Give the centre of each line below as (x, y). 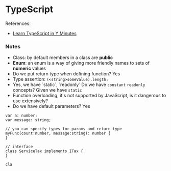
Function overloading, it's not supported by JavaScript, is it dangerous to (89, 96)
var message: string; (28, 120)
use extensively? (30, 101)
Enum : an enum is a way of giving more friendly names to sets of (81, 63)
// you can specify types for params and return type (64, 129)
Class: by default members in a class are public (63, 58)
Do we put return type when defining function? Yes (66, 74)
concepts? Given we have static (47, 90)
